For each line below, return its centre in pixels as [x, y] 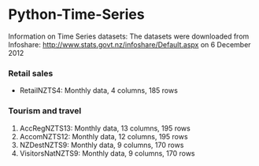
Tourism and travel [45, 111]
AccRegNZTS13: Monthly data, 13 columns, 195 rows [105, 128]
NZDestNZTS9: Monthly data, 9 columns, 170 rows [102, 145]
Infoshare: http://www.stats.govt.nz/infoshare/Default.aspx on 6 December [129, 44]
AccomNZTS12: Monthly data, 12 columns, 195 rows [104, 136]
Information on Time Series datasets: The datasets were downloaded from [129, 36]
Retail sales [31, 73]
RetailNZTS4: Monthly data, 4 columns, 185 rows [99, 90]
